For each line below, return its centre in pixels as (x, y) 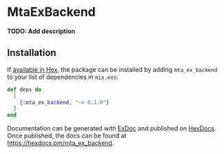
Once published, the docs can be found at (67, 136)
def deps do (24, 89)
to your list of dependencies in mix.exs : (63, 77)
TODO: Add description (41, 31)
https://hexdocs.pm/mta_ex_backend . (61, 143)
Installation (32, 53)
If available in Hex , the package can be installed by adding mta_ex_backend (112, 69)
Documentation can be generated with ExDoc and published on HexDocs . (112, 128)
